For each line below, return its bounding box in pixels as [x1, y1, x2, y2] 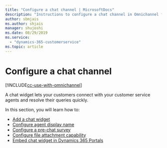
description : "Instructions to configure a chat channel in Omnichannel [5, 12, 159, 17]
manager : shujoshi [5, 26, 43, 31]
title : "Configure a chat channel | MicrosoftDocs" [5, 7, 114, 12]
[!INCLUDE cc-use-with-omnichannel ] [5, 82, 83, 88]
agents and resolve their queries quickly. [5, 97, 88, 103]
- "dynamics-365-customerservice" [9, 40, 81, 45]
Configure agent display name [12, 121, 75, 127]
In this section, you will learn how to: [5, 106, 80, 112]
